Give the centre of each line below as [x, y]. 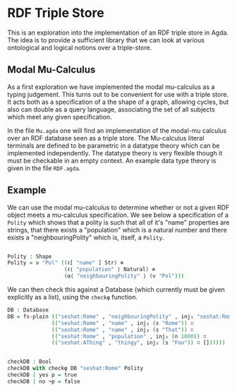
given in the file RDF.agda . [44, 168]
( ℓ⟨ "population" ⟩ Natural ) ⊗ [110, 270]
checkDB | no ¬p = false [44, 381]
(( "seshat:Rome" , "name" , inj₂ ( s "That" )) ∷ [123, 330]
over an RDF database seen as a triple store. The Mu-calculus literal [106, 138]
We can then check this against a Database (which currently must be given [116, 290]
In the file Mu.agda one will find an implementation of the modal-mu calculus [117, 130]
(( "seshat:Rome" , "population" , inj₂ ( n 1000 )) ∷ [129, 336]
